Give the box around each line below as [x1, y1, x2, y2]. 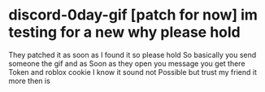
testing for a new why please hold [8, 23, 241, 42]
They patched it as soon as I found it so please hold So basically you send [8, 50, 257, 59]
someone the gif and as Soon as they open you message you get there [8, 59, 245, 68]
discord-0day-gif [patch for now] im [8, 6, 258, 24]
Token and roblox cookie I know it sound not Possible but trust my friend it [8, 67, 258, 77]
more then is [8, 76, 50, 85]
